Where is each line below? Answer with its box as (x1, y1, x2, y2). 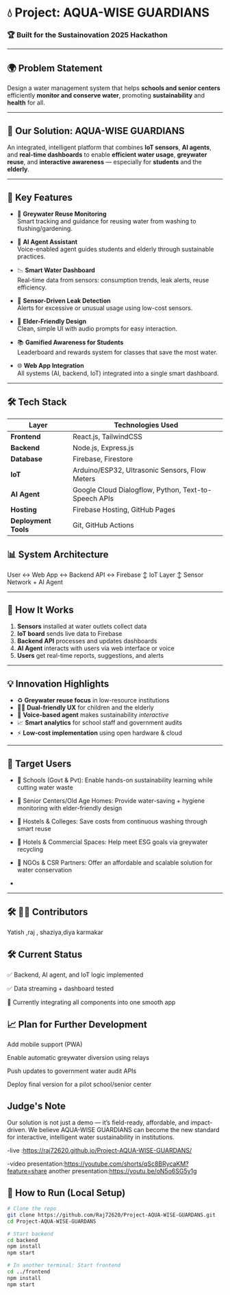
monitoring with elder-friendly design (16, 804, 123, 812)
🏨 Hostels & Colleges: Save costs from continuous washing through (16, 817, 207, 826)
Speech (73, 494, 98, 503)
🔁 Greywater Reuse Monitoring (16, 210, 107, 218)
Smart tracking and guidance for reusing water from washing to (16, 217, 196, 225)
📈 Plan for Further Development (7, 1019, 147, 1030)
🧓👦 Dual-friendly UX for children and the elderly (16, 703, 154, 712)
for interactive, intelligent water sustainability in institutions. (7, 1133, 175, 1142)
